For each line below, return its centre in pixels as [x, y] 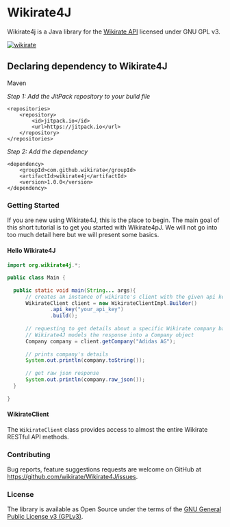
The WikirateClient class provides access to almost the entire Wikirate [107, 429]
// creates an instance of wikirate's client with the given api [120, 297]
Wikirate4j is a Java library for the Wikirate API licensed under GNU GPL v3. [114, 32]
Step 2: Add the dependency [48, 151]
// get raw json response [62, 373]
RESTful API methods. [38, 437]
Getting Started [33, 205]
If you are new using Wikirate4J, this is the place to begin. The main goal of [113, 220]
